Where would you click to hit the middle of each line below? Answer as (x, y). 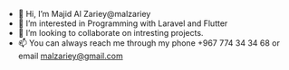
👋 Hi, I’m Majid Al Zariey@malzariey (84, 14)
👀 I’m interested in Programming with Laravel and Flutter (123, 23)
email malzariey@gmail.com (71, 56)
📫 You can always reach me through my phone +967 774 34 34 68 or (149, 43)
